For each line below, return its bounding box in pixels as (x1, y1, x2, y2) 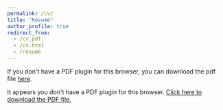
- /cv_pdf (13, 36, 41, 43)
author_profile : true (7, 23, 69, 30)
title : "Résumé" (7, 16, 54, 23)
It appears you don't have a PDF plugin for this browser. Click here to (7, 87, 202, 96)
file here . (7, 74, 32, 82)
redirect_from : (7, 29, 51, 36)
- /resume (13, 49, 41, 56)
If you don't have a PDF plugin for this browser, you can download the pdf (7, 67, 216, 76)
